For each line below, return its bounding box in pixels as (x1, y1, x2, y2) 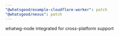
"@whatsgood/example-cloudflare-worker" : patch (5, 7, 108, 12)
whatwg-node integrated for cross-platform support (5, 25, 114, 31)
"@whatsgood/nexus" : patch (5, 12, 62, 17)
